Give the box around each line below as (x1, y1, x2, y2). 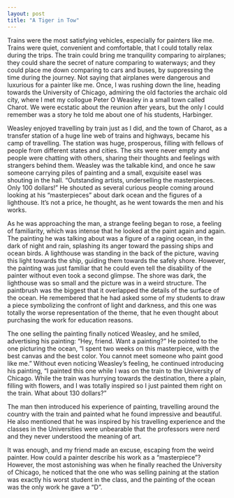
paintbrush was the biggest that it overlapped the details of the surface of (7, 286, 220, 294)
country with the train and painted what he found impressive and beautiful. (7, 410, 222, 418)
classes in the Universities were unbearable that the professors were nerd (7, 425, 220, 433)
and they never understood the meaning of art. (7, 432, 142, 441)
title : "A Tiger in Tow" (7, 17, 80, 24)
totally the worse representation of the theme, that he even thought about (7, 308, 219, 317)
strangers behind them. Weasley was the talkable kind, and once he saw (7, 161, 216, 169)
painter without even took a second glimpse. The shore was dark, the (7, 271, 207, 280)
